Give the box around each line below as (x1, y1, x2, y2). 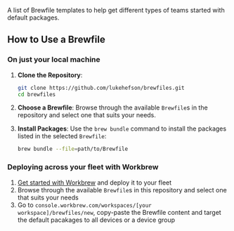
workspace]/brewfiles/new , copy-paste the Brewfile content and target (17, 208, 221, 216)
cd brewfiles (17, 91, 56, 98)
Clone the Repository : (17, 70, 83, 79)
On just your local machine (7, 55, 100, 65)
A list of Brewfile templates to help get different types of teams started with (7, 6, 225, 14)
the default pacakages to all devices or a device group (17, 216, 176, 224)
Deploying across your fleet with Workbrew (7, 162, 159, 172)
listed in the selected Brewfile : (17, 132, 107, 140)
